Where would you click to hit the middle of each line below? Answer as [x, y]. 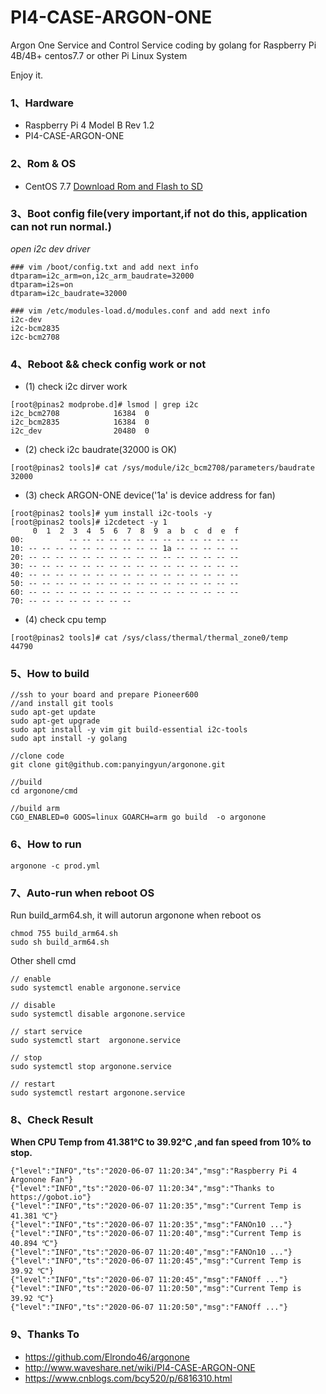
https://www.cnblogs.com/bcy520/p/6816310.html [128, 1378]
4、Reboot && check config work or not [108, 364]
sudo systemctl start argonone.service [96, 1041]
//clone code [37, 756]
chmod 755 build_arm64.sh [64, 934]
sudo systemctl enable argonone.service [96, 988]
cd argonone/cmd [44, 791]
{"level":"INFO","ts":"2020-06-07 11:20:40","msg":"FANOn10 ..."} [151, 1252]
